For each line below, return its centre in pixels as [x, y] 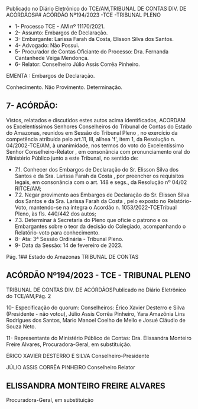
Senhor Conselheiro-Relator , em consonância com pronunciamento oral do [98, 151]
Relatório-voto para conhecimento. [57, 232]
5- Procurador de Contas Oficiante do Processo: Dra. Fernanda [92, 52]
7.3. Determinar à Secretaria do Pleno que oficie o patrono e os [91, 220]
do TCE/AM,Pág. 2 [29, 296]
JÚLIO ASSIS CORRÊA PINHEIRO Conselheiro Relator [71, 367]
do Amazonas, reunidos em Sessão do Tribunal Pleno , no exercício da [92, 132]
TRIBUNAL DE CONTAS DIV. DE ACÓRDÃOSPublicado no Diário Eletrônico [96, 290]
